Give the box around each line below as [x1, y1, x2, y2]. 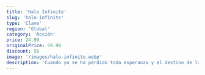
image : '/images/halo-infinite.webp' [6, 54, 103, 60]
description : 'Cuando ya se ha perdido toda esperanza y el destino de [6, 59, 192, 65]
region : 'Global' [6, 25, 51, 32]
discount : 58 [6, 48, 40, 54]
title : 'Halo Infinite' [6, 8, 67, 15]
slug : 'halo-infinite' [6, 15, 64, 21]
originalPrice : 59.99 [6, 43, 62, 49]
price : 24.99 [6, 37, 40, 43]
